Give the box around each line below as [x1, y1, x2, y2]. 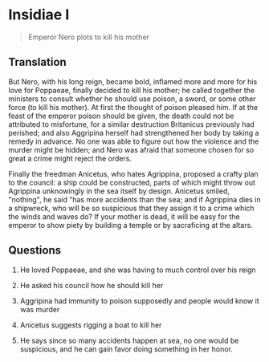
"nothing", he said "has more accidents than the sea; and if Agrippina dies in [8, 194, 261, 204]
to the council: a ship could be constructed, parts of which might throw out [8, 177, 255, 187]
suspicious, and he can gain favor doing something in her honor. [19, 344, 233, 354]
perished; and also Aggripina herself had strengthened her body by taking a [8, 128, 259, 137]
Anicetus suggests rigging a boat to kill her [19, 319, 162, 330]
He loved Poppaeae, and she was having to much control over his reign [19, 265, 256, 275]
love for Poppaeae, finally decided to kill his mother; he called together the [8, 85, 255, 95]
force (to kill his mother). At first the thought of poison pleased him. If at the [8, 102, 259, 112]
